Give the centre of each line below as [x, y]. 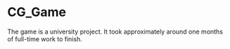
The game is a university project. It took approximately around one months [115, 31]
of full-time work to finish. [45, 38]
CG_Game [37, 12]
